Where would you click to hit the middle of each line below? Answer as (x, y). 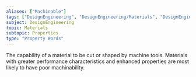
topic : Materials (27, 28)
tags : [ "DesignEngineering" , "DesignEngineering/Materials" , (82, 17)
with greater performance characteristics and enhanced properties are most (98, 61)
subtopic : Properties (32, 33)
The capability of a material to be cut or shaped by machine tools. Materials (97, 55)
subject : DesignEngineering (40, 22)
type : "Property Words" (35, 38)
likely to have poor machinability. (45, 67)
